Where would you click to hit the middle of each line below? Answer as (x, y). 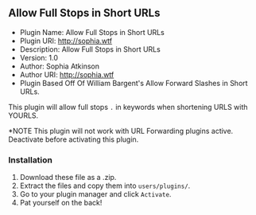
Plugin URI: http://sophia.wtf (66, 41)
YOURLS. (23, 115)
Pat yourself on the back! (61, 203)
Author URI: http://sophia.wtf (67, 74)
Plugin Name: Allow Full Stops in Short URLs (92, 32)
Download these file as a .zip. (68, 178)
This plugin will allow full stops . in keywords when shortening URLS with (128, 107)
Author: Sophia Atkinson (60, 66)
